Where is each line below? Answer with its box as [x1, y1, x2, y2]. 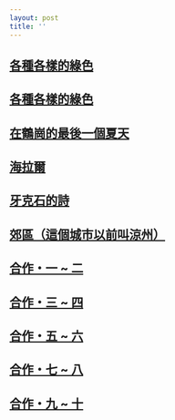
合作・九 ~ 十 [9, 395, 84, 411]
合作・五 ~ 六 [9, 329, 84, 344]
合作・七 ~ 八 [9, 362, 84, 378]
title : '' [9, 22, 47, 31]
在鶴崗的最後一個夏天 [9, 125, 129, 141]
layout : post [9, 13, 59, 23]
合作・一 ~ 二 [9, 261, 84, 276]
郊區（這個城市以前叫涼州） [9, 227, 166, 242]
